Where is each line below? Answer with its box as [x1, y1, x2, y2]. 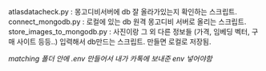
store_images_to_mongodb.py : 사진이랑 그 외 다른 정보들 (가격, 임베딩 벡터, [8, 27, 250, 36]
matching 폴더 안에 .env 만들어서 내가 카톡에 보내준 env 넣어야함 [8, 54, 212, 63]
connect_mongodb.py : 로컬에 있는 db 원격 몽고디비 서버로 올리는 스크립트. [8, 17, 247, 26]
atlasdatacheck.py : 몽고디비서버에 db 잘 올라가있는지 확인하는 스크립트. [8, 7, 238, 16]
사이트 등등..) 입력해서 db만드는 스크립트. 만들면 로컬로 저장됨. [16, 37, 212, 46]
